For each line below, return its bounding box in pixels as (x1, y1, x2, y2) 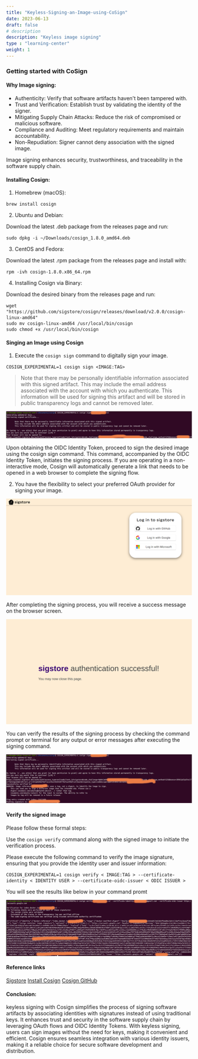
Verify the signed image (6, 811, 66, 818)
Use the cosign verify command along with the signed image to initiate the (6, 836, 190, 843)
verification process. (6, 842, 56, 849)
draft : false (6, 22, 38, 28)
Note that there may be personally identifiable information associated (20, 374, 189, 381)
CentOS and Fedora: (14, 245, 65, 253)
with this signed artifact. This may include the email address (20, 381, 167, 388)
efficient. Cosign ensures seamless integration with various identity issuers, (6, 1035, 190, 1042)
